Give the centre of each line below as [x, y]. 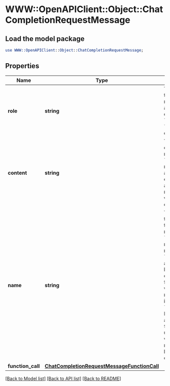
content [17, 173]
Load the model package [45, 39]
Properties [22, 66]
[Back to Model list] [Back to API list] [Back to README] [63, 378]
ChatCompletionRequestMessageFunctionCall [102, 366]
